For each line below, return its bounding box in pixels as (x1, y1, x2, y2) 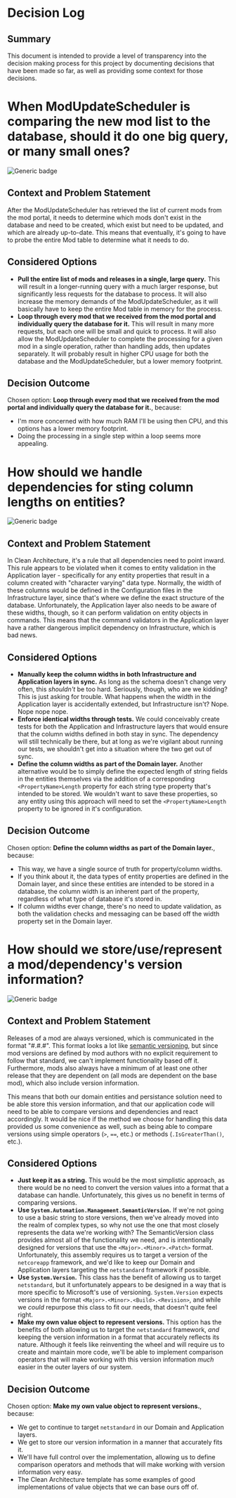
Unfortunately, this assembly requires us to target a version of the (17, 1250, 208, 1260)
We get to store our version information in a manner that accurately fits (17, 1438, 223, 1447)
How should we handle (7, 464, 143, 480)
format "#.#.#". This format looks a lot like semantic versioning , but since (7, 1041, 218, 1049)
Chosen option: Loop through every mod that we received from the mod (7, 396, 220, 404)
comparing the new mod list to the (7, 114, 211, 129)
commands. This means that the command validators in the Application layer (7, 616, 229, 625)
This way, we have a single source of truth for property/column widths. (17, 864, 223, 873)
